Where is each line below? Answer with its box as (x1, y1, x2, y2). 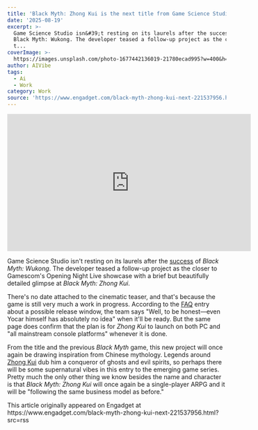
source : (7, 95, 30, 102)
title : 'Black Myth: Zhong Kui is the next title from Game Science (7, 10, 210, 17)
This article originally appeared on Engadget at (7, 401, 141, 409)
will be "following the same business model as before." (7, 387, 165, 396)
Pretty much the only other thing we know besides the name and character (7, 373, 222, 381)
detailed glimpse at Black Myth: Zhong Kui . (7, 279, 131, 287)
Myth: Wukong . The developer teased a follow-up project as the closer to (7, 264, 218, 272)
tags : (7, 68, 23, 75)
